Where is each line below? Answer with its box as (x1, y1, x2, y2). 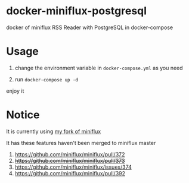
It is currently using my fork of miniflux (6, 128, 101, 135)
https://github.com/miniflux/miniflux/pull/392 (14, 169, 125, 176)
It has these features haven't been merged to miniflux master (6, 139, 156, 146)
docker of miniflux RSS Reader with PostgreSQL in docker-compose (6, 24, 173, 31)
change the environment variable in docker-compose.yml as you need (14, 64, 183, 71)
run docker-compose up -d (14, 75, 79, 83)
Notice (6, 108, 40, 122)
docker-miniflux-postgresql (6, 4, 147, 18)
